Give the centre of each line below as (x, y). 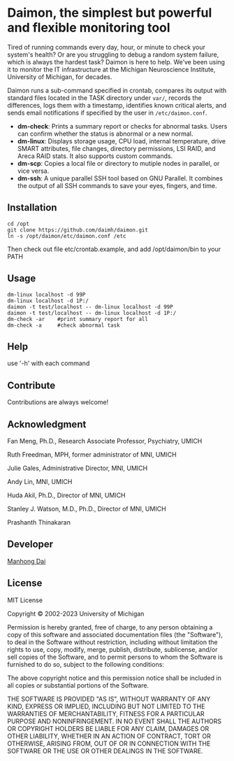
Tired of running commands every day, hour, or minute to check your (107, 47)
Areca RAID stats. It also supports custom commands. (95, 156)
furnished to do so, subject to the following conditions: (86, 664)
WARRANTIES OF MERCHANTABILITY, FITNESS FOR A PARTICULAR (106, 713)
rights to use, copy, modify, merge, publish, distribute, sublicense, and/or (112, 649)
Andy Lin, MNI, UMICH (40, 482)
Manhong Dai (27, 561)
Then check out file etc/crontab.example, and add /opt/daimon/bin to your (114, 249)
